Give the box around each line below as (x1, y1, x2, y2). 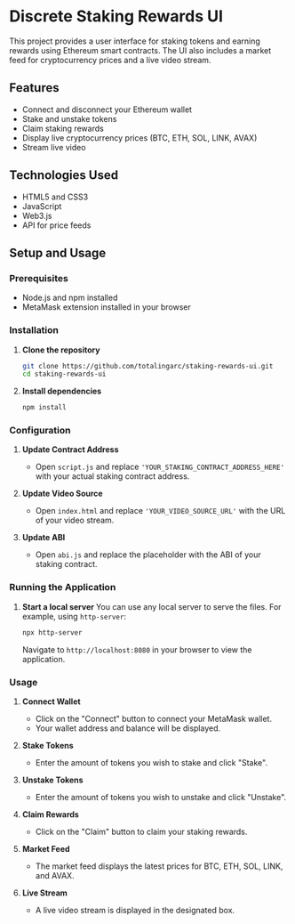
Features (9, 80, 60, 95)
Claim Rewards (21, 808, 80, 820)
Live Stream (21, 888, 68, 898)
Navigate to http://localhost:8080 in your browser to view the (21, 644, 252, 655)
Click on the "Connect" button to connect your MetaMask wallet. (35, 713, 273, 724)
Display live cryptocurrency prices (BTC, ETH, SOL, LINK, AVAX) (21, 132, 258, 143)
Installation (9, 324, 60, 336)
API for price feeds (21, 220, 92, 231)
